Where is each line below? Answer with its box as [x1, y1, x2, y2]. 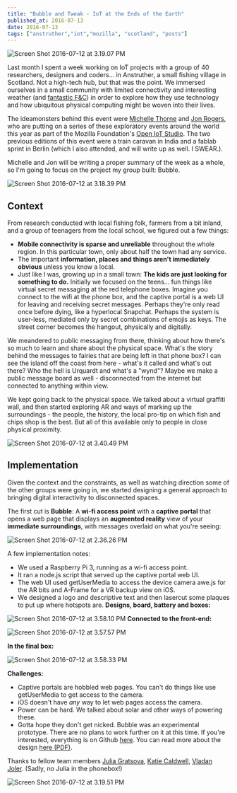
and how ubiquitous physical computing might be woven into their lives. [7, 100, 216, 110]
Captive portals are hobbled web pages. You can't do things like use [17, 683, 217, 691]
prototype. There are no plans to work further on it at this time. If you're [17, 728, 226, 736]
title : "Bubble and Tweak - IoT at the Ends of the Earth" [7, 10, 185, 18]
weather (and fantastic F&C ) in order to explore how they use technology [7, 93, 219, 102]
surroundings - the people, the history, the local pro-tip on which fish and [7, 410, 221, 419]
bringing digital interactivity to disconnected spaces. [7, 493, 160, 502]
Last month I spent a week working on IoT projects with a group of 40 [7, 63, 209, 71]
